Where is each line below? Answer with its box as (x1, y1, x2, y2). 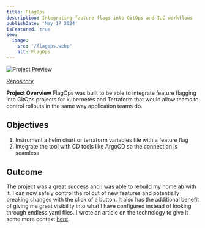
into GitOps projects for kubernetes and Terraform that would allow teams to (6, 95, 199, 103)
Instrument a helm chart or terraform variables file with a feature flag (15, 136, 188, 144)
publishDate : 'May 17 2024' (6, 20, 78, 26)
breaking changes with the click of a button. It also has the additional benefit (6, 196, 199, 204)
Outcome (6, 166, 43, 177)
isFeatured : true (6, 26, 51, 32)
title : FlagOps (6, 9, 45, 15)
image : (12, 37, 29, 43)
